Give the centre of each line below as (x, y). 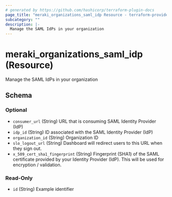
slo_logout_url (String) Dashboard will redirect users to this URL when (88, 143)
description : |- (23, 24)
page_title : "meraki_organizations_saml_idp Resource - (66, 15)
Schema (19, 95)
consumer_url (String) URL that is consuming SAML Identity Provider (84, 121)
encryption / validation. (37, 165)
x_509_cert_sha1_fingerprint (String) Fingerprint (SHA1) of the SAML (86, 154)
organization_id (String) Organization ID (56, 137)
